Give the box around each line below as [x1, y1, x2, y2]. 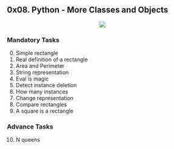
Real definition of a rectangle [15, 56, 89, 63]
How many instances [15, 88, 69, 96]
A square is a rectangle [15, 107, 74, 114]
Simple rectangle [15, 50, 58, 57]
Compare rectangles [15, 101, 67, 108]
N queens [15, 136, 41, 144]
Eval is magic [15, 75, 49, 82]
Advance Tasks [7, 122, 53, 131]
